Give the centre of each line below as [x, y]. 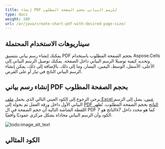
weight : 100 [17, 19]
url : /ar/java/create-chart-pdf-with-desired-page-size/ [66, 24]
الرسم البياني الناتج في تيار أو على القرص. [44, 72]
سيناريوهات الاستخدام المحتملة [47, 43]
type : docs [16, 14]
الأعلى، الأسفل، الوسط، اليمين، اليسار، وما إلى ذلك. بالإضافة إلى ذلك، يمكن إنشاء [80, 66]
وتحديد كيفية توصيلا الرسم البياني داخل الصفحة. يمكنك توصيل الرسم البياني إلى [78, 61]
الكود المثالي [22, 140]
